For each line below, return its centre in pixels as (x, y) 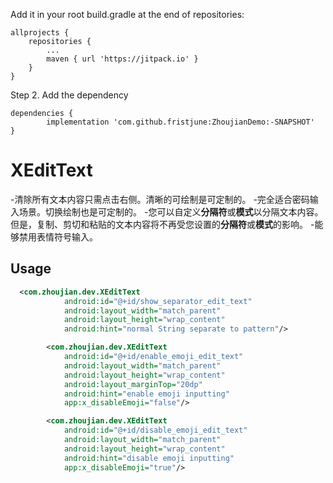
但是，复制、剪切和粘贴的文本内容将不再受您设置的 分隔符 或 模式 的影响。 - (162, 224)
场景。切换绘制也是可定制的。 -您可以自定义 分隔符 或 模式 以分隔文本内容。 (171, 211)
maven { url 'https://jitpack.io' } (122, 59)
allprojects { (40, 33)
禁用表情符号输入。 (58, 236)
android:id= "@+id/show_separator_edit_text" (158, 301)
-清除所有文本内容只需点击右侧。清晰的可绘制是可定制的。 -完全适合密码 (160, 199)
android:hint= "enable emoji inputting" (146, 394)
